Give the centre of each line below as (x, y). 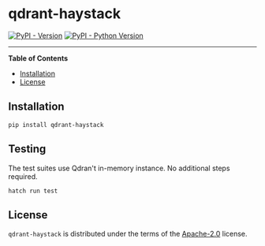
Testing (27, 149)
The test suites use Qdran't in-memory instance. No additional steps (119, 168)
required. (23, 176)
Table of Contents (38, 58)
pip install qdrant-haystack (56, 125)
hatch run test (33, 191)
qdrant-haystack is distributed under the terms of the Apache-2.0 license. (128, 234)
